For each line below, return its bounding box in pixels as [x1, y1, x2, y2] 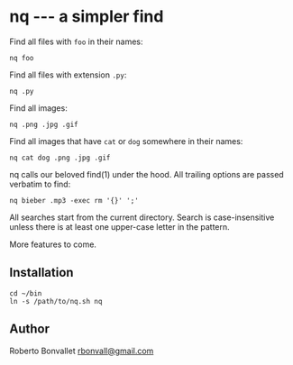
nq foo [9, 53, 34, 62]
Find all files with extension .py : [9, 69, 127, 80]
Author [9, 322, 50, 337]
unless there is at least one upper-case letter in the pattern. [9, 221, 230, 232]
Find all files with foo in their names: [9, 36, 143, 47]
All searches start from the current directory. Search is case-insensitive [9, 212, 275, 223]
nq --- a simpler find [9, 6, 164, 27]
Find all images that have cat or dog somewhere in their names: [9, 135, 243, 146]
